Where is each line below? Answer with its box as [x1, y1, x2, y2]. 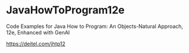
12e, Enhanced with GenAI [6, 29, 70, 36]
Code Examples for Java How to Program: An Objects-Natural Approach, [6, 23, 183, 30]
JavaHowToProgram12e [6, 3, 125, 17]
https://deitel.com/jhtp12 [6, 40, 66, 47]
